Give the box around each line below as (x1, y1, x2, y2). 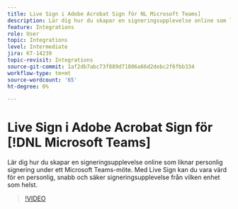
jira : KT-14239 (7, 50, 52, 57)
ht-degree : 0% (7, 83, 50, 90)
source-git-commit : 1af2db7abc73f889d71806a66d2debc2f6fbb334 (7, 63, 195, 70)
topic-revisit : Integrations (7, 57, 93, 64)
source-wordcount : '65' (7, 76, 78, 84)
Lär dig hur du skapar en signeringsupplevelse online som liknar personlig (7, 158, 223, 166)
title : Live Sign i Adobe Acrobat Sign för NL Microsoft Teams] (7, 10, 201, 18)
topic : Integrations (7, 37, 69, 44)
